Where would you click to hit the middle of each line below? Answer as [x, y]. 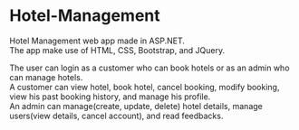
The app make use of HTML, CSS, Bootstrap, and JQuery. [117, 50]
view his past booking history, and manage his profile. [110, 97]
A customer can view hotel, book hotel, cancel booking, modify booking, [145, 87]
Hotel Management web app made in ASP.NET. [97, 41]
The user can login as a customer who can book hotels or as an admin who [149, 68]
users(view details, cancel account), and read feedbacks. [116, 116]
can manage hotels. [46, 77]
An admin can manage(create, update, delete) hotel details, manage [136, 106]
